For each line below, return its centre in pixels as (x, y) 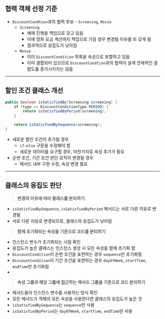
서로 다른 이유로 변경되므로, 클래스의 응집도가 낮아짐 (62, 221)
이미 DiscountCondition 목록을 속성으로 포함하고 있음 (78, 57)
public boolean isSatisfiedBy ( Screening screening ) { (61, 102)
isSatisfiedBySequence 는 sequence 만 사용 (53, 305)
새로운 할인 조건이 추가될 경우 (40, 139)
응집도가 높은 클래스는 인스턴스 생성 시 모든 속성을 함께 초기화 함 (74, 248)
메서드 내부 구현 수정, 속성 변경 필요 (54, 164)
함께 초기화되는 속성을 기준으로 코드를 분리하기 (61, 231)
